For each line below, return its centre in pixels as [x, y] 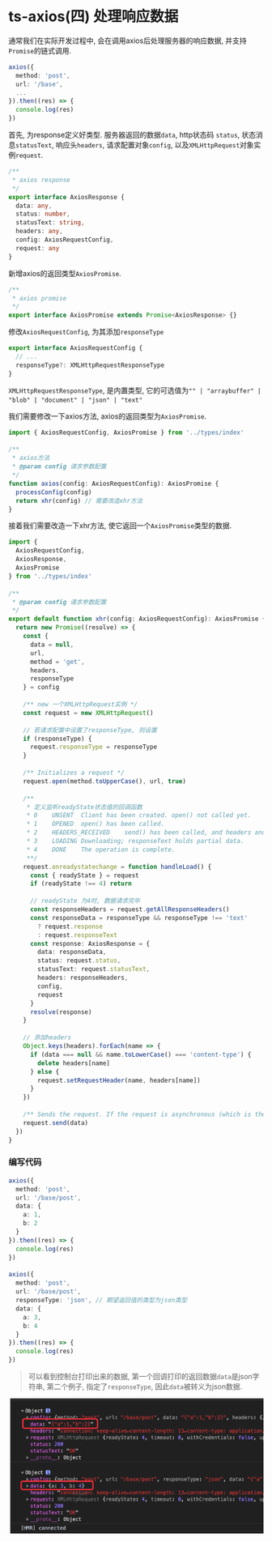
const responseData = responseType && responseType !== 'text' [139, 918]
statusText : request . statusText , [94, 969]
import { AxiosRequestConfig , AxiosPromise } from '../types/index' [126, 432]
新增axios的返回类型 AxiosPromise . [65, 273]
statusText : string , [50, 223]
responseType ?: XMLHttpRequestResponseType [90, 365]
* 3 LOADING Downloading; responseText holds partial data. [135, 841]
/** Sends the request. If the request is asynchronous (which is [137, 1114]
